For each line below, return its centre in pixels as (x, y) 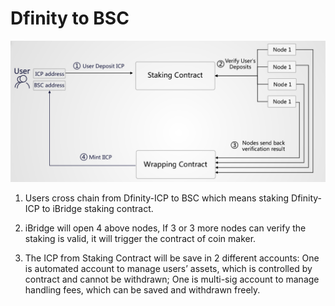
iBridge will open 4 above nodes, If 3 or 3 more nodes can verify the (165, 228)
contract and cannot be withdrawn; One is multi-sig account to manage (172, 279)
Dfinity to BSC (70, 18)
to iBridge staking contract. (97, 209)
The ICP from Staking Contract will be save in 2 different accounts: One (172, 258)
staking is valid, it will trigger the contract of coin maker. (140, 239)
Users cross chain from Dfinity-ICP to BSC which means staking (157, 198)
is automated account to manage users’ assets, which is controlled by (168, 269)
